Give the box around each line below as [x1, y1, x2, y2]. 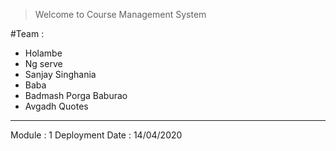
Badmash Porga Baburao [24, 90, 128, 101]
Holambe [24, 47, 63, 59]
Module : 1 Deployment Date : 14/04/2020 [10, 129, 183, 141]
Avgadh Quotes [24, 100, 89, 112]
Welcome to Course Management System [34, 9, 207, 20]
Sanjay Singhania [24, 69, 97, 80]
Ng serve [24, 58, 63, 69]
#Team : [10, 28, 45, 39]
